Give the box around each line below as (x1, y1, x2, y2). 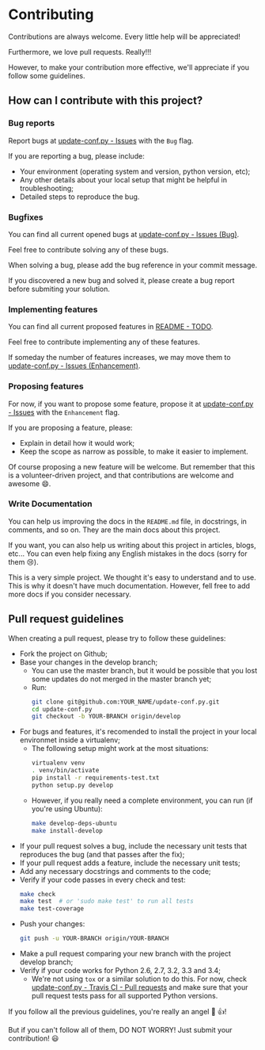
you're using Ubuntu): (31, 803, 103, 814)
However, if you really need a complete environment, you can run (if (31, 795, 253, 805)
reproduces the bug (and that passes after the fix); (19, 849, 185, 859)
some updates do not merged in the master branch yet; (31, 674, 212, 684)
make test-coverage (19, 905, 85, 913)
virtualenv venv (31, 759, 85, 767)
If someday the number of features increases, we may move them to (8, 353, 231, 362)
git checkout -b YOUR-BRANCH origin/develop (31, 712, 181, 721)
